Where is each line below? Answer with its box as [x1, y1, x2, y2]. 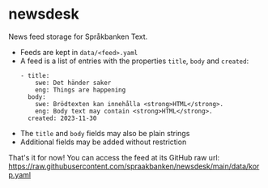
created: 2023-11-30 [28, 114, 97, 122]
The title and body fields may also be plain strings [19, 128, 190, 138]
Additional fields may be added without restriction [19, 137, 187, 147]
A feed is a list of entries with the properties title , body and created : [19, 56, 249, 66]
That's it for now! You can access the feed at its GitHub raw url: [8, 152, 220, 162]
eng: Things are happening [35, 86, 126, 94]
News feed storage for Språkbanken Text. [8, 32, 148, 41]
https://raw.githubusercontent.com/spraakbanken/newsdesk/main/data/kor [8, 161, 260, 171]
